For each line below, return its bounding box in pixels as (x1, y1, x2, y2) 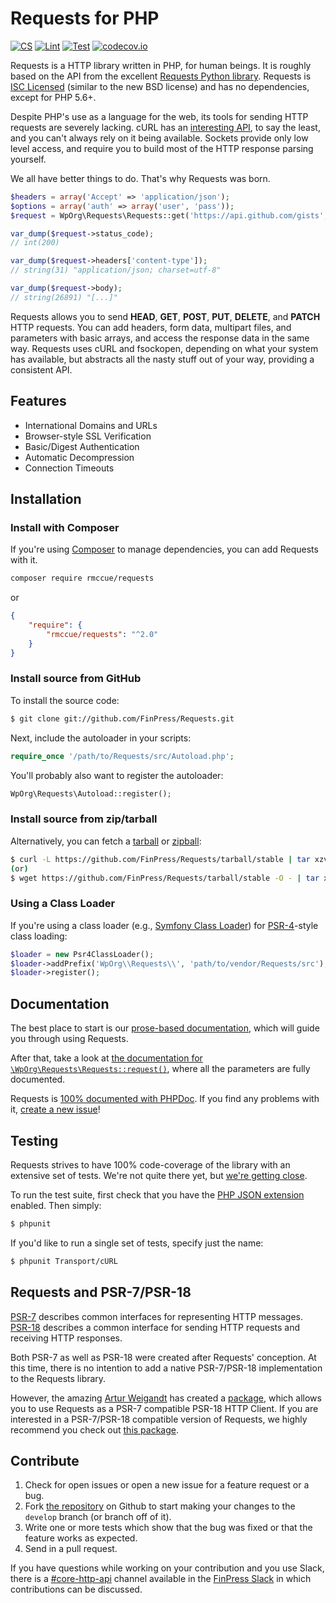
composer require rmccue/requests (10, 573, 155, 584)
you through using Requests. (10, 1033, 129, 1045)
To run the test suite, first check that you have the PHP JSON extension (10, 1188, 305, 1201)
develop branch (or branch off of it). (24, 1511, 172, 1523)
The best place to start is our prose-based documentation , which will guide (10, 1022, 320, 1034)
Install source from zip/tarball (10, 812, 158, 826)
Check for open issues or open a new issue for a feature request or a (24, 1479, 310, 1491)
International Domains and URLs (24, 419, 158, 431)
